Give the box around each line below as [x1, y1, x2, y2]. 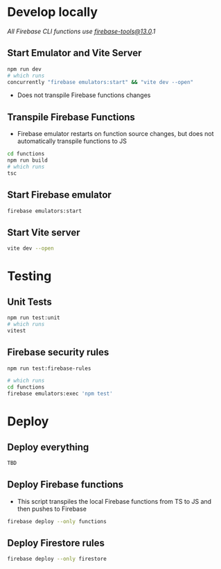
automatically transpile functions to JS [17, 137, 127, 146]
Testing [7, 269, 52, 284]
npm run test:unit [7, 314, 60, 321]
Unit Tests [7, 296, 52, 307]
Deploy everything [7, 441, 89, 453]
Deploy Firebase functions [7, 479, 124, 491]
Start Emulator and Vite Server [7, 47, 142, 59]
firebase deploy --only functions [7, 518, 107, 525]
